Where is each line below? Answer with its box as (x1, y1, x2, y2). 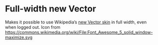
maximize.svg (5, 34, 33, 40)
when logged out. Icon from (5, 24, 61, 30)
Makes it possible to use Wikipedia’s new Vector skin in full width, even (5, 19, 147, 25)
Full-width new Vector (5, 3, 96, 14)
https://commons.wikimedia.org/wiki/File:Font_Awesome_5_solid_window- (5, 29, 153, 35)
